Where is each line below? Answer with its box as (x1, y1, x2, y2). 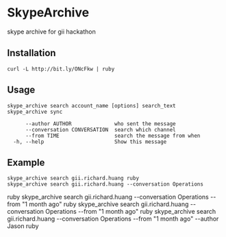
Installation (7, 47, 56, 59)
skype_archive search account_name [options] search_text (7, 102, 176, 109)
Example (7, 156, 45, 169)
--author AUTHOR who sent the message (25, 120, 176, 127)
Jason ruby (7, 222, 39, 230)
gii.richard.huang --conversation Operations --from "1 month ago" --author (7, 214, 219, 223)
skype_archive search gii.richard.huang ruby (7, 175, 139, 182)
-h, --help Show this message (13, 138, 167, 145)
